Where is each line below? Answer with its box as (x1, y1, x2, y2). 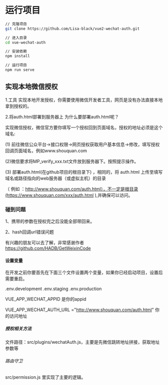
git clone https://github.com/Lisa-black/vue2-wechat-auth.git (5, 26, 140, 31)
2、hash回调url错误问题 (5, 229, 54, 235)
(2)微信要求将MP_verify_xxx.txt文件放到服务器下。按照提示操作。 (5, 158, 139, 164)
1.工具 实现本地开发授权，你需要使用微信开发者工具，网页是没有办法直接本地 (5, 96, 163, 103)
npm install (5, 54, 30, 59)
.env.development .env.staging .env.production (5, 286, 102, 292)
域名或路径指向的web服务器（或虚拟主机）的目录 (5, 175, 106, 181)
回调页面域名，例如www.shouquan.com (5, 148, 87, 154)
